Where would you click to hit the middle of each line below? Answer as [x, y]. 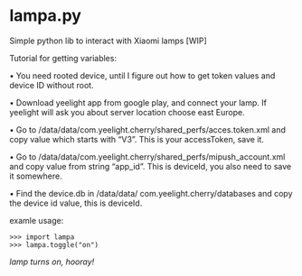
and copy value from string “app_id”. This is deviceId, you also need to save [151, 166]
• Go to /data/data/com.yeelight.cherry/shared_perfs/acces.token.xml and [148, 129]
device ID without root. [52, 85]
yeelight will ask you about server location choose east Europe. [127, 112]
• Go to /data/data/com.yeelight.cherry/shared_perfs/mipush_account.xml [147, 156]
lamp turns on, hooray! [52, 262]
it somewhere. [36, 176]
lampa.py [45, 16]
